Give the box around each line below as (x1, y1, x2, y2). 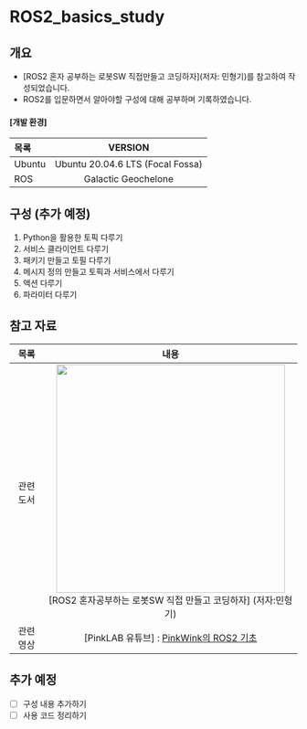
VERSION (108, 142, 150, 154)
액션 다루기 (22, 278, 63, 289)
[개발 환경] (9, 116, 48, 127)
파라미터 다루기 (22, 290, 78, 301)
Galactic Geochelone (83, 173, 174, 185)
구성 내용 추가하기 (22, 698, 87, 709)
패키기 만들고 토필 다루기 (22, 255, 111, 266)
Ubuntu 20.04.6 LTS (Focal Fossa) (54, 158, 203, 171)
